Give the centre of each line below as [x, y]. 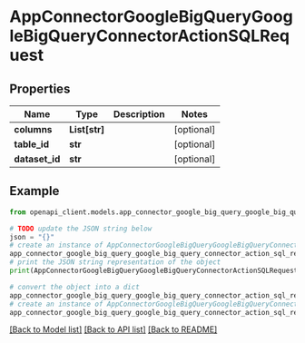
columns [33, 129]
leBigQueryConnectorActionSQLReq [150, 36]
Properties [40, 88]
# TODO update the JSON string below [81, 229]
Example [34, 191]
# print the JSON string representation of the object [115, 262]
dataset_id [37, 159]
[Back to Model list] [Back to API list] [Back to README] [113, 329]
